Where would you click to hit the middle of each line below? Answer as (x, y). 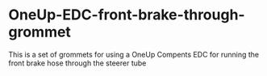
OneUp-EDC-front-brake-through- (127, 15)
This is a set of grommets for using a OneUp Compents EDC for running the (134, 54)
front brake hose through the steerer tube (77, 63)
